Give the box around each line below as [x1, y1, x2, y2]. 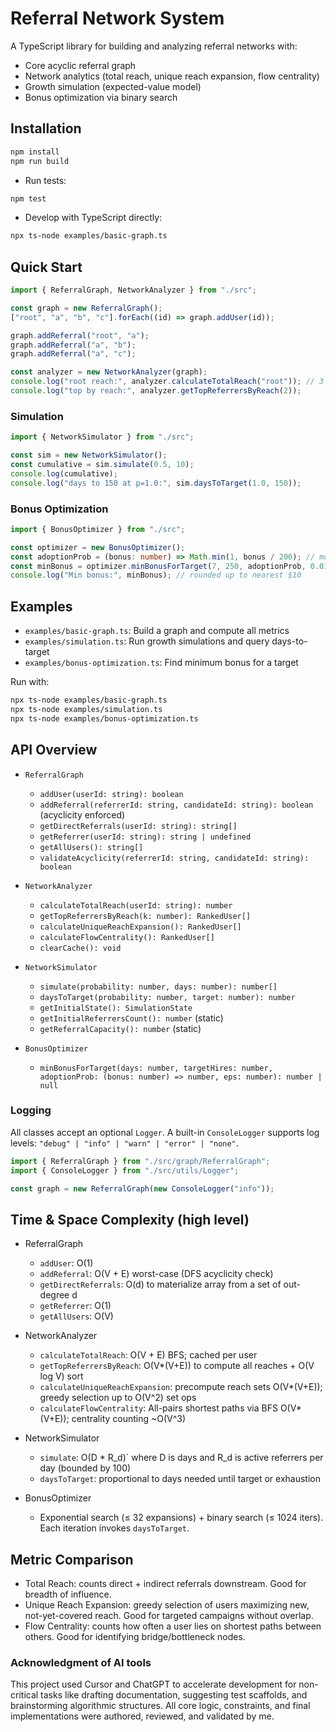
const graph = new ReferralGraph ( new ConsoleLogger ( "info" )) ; [10, 1183, 275, 1194]
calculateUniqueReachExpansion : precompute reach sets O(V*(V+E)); [39, 1381, 323, 1393]
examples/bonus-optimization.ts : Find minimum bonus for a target [24, 657, 299, 669]
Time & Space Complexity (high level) [10, 1211, 250, 1228]
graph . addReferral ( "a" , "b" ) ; [10, 340, 137, 350]
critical [10, 1689, 39, 1701]
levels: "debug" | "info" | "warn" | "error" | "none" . [10, 1137, 239, 1149]
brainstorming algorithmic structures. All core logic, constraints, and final [10, 1700, 311, 1712]
